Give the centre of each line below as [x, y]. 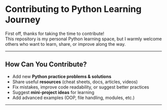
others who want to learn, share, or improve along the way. [65, 44]
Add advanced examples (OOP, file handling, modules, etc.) [74, 98]
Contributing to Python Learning [73, 9]
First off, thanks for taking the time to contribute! [55, 33]
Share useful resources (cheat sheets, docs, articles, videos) [75, 82]
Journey [23, 20]
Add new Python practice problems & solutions [62, 76]
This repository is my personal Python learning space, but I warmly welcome [83, 39]
